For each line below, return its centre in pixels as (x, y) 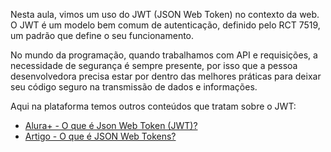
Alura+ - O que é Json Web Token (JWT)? (111, 125)
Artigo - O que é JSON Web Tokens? (100, 136)
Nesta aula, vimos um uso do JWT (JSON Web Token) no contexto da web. (165, 14)
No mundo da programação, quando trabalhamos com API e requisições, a (164, 55)
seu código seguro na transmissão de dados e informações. (134, 87)
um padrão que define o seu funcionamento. (102, 35)
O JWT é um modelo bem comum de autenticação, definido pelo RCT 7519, (165, 25)
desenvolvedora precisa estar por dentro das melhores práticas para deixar (166, 76)
